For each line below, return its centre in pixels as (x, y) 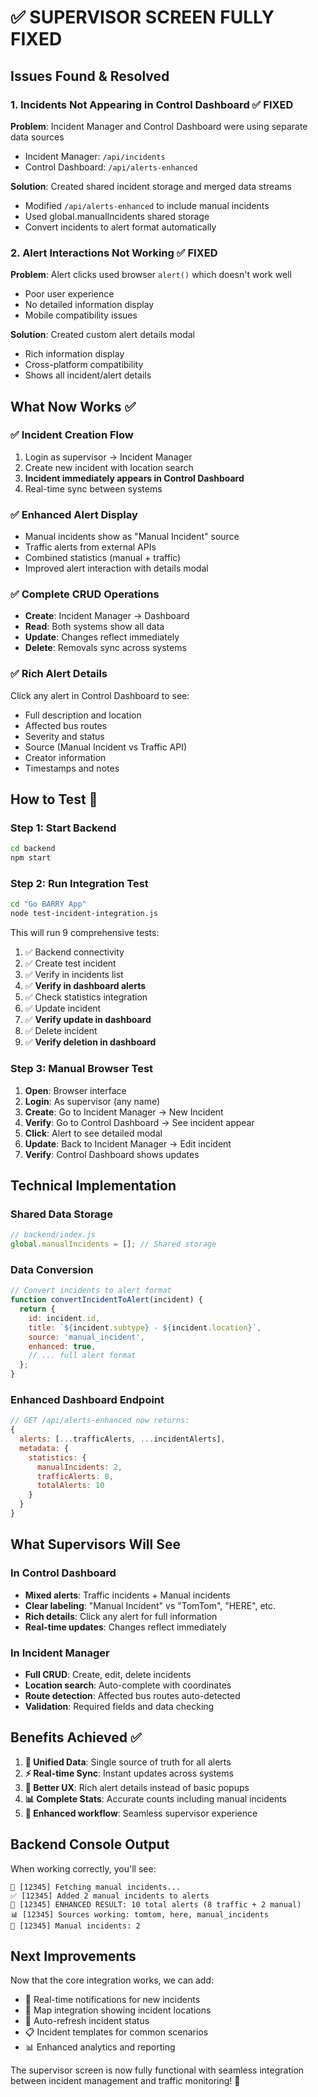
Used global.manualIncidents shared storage (117, 216)
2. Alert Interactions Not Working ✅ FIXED (114, 253)
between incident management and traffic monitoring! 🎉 (125, 2081)
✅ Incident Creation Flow (72, 435)
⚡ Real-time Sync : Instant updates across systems (129, 1773)
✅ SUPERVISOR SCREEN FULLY (142, 17)
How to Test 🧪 (54, 799)
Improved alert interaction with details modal (116, 568)
